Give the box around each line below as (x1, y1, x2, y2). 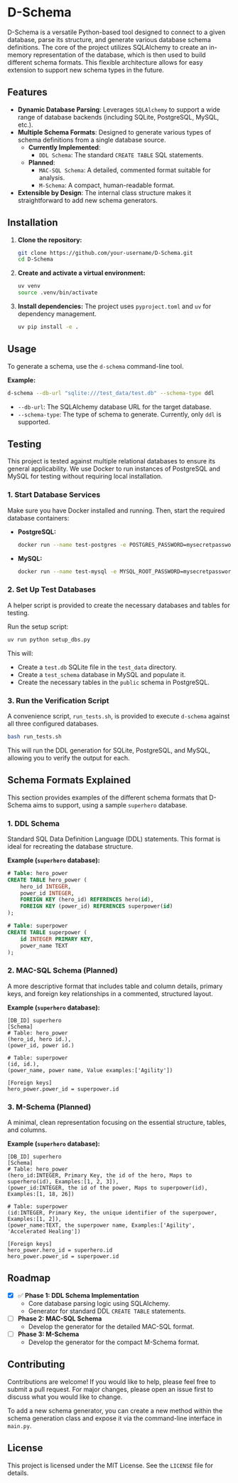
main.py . (7, 1421, 32, 1430)
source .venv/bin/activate (17, 289, 98, 296)
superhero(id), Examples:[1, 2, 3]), (7, 1178, 119, 1185)
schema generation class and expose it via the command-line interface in (7, 1414, 222, 1422)
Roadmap (7, 1272, 51, 1284)
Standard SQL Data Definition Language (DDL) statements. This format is (7, 834, 221, 843)
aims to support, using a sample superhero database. (33, 800, 188, 809)
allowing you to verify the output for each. (7, 753, 130, 762)
